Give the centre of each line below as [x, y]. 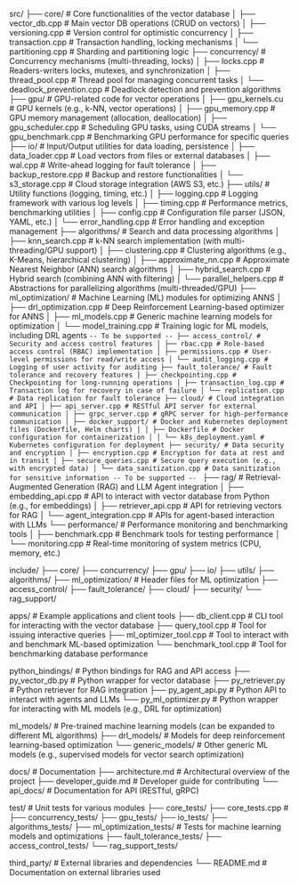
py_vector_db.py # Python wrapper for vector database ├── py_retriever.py [147, 680]
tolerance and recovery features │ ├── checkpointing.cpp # [123, 375]
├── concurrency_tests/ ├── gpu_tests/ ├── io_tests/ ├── [118, 817]
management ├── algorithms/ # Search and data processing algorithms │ [145, 231]
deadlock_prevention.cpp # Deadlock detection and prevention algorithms [145, 89]
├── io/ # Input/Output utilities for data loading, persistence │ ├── [132, 146]
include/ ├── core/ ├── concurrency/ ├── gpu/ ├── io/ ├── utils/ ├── [142, 570]
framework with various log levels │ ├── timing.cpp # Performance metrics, [149, 203]
